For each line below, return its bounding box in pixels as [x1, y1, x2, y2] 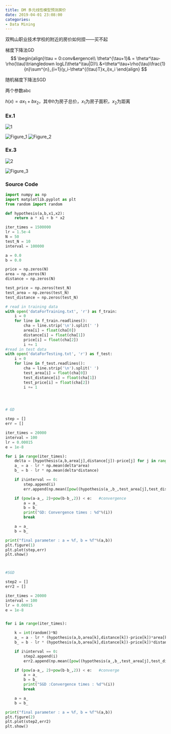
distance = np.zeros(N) [5, 276, 56, 282]
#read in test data [5, 347, 47, 352]
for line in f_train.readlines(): [14, 318, 88, 323]
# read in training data [5, 304, 58, 309]
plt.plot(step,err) [5, 547, 47, 553]
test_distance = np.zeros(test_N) [5, 295, 79, 300]
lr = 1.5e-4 [5, 230, 31, 235]
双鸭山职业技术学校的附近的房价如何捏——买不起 [5, 36, 108, 42]
